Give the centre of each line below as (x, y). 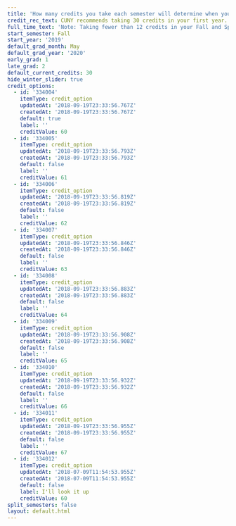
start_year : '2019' (36, 40)
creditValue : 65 (44, 361)
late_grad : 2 (26, 66)
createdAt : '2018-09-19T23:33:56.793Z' (78, 158)
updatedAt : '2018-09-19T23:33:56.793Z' (78, 151)
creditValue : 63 (44, 269)
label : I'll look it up (55, 491)
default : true (40, 118)
